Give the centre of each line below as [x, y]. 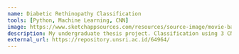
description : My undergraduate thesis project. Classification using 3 [116, 33]
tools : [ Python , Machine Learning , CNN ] [68, 20]
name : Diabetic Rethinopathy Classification [74, 14]
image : [17, 27]
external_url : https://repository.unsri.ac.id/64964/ [89, 40]
